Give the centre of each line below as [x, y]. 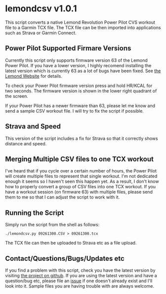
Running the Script [35, 213]
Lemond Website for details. [34, 76]
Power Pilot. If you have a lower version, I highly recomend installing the [78, 65]
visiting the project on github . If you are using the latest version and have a [81, 275]
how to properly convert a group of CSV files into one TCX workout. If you [80, 187]
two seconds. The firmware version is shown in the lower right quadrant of [81, 91]
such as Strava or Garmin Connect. [41, 33]
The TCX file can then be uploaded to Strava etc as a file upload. [71, 243]
